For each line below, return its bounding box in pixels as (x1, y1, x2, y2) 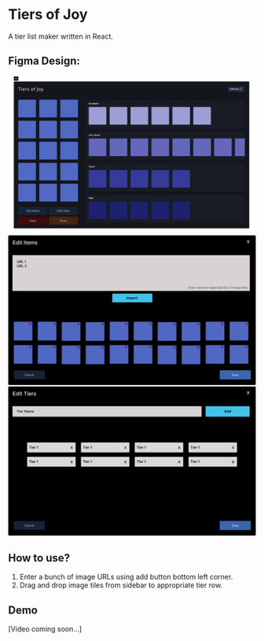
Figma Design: (8, 54, 81, 68)
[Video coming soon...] (8, 624, 82, 634)
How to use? (8, 551, 71, 565)
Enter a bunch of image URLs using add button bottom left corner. (19, 572, 233, 582)
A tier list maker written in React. (8, 31, 114, 41)
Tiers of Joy (8, 6, 88, 24)
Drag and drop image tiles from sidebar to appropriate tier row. (19, 580, 222, 590)
